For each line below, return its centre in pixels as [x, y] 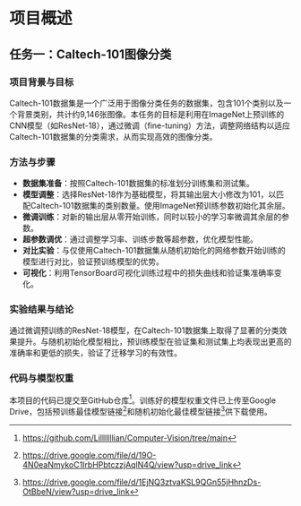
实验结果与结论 [42, 310]
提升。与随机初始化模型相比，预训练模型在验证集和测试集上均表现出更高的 [154, 342]
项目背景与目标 [42, 81]
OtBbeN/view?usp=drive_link [76, 492]
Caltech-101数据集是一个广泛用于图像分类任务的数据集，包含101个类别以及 [146, 103]
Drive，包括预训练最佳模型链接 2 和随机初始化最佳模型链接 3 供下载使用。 [141, 411]
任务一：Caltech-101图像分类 [90, 54]
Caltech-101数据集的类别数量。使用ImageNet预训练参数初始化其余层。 [160, 206]
